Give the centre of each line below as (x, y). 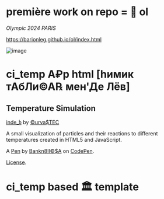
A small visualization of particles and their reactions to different (82, 133)
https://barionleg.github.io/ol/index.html (54, 39)
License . (16, 162)
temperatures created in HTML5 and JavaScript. (64, 139)
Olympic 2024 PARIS (31, 28)
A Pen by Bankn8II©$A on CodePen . (50, 151)
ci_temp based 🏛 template (72, 187)
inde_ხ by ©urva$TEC (33, 122)
